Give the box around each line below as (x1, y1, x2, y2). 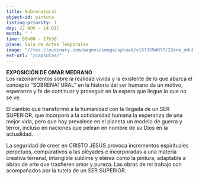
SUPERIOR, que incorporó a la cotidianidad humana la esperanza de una (6, 112, 183, 119)
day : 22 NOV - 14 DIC (6, 25, 60, 31)
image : (6, 47, 23, 53)
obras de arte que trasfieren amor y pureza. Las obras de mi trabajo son (6, 161, 182, 168)
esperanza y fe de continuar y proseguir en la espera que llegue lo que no (6, 87, 187, 94)
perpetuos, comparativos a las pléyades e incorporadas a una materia (6, 148, 177, 155)
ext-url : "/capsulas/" (6, 53, 62, 58)
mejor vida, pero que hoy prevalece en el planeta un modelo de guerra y (6, 117, 182, 125)
